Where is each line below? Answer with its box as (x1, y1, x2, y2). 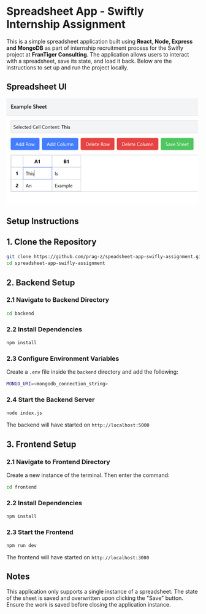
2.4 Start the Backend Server (6, 395, 95, 404)
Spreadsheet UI (6, 82, 67, 92)
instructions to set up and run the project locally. (6, 63, 129, 71)
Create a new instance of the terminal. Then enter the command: (6, 471, 170, 479)
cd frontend (6, 484, 37, 490)
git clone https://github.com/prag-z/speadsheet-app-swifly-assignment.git (6, 254, 204, 260)
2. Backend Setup (6, 277, 75, 288)
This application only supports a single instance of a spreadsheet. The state (6, 588, 198, 595)
